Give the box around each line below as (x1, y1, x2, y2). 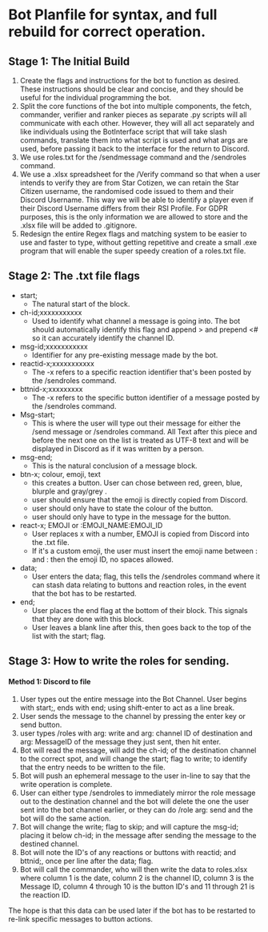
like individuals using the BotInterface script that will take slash (19, 127, 227, 136)
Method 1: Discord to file (8, 676, 91, 686)
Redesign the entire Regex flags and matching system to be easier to (19, 229, 247, 238)
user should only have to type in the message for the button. (31, 511, 231, 522)
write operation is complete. (19, 780, 113, 789)
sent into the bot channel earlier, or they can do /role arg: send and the (19, 805, 254, 815)
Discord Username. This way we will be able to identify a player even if (19, 195, 254, 204)
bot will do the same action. (19, 813, 111, 823)
